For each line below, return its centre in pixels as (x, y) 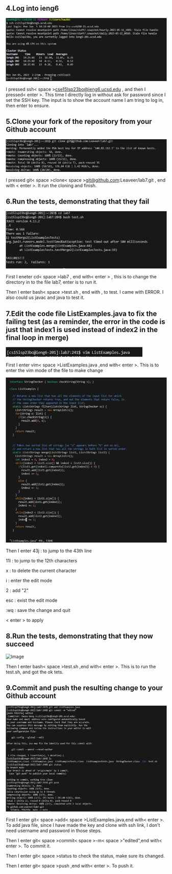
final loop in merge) (37, 337)
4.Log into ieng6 (32, 8)
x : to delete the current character (41, 571)
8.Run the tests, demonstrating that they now (80, 636)
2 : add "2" (17, 590)
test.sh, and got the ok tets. (34, 672)
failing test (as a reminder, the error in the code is (85, 322)
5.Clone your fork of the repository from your (79, 122)
